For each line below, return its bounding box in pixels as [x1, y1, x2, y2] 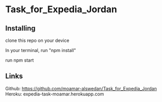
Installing [5, 24, 36, 33]
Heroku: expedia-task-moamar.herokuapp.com [5, 91, 104, 97]
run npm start [5, 57, 34, 63]
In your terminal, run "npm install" [5, 47, 76, 53]
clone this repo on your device [5, 37, 70, 43]
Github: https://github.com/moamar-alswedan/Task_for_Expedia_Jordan [5, 85, 157, 91]
